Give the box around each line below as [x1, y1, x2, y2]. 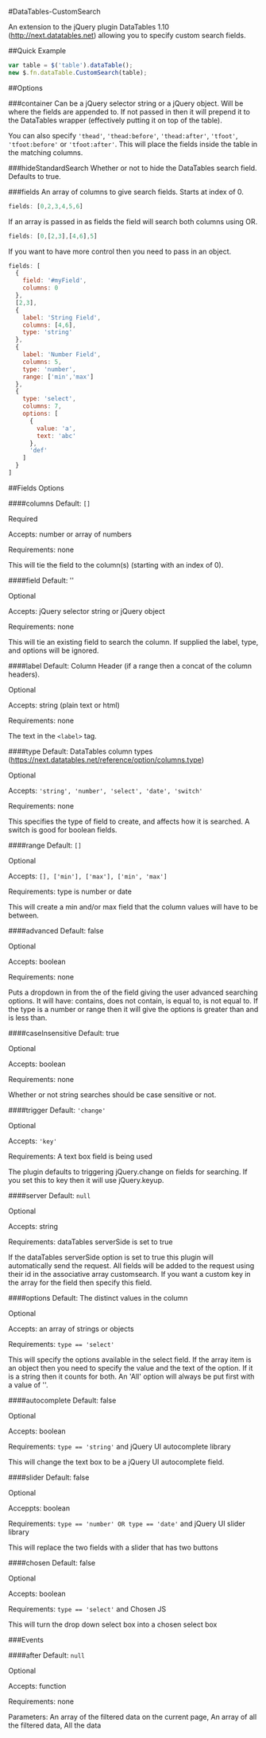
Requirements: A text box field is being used [8, 1151, 153, 1161]
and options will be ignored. [8, 646, 99, 655]
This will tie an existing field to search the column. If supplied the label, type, [8, 637, 259, 646]
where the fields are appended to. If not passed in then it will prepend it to [8, 107, 250, 116]
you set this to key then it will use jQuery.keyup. [8, 1175, 164, 1185]
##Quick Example [8, 46, 67, 55]
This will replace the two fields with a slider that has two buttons [8, 1542, 218, 1552]
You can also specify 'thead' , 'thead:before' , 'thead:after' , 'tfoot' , [8, 130, 238, 140]
